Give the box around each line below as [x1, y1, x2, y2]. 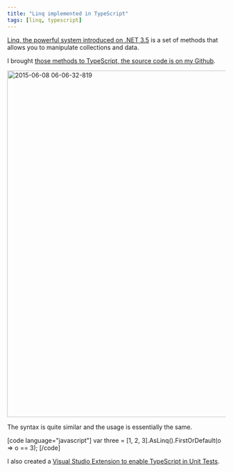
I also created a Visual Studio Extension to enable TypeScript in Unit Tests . [7, 457, 220, 465]
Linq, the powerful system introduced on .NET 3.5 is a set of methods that [7, 35, 218, 44]
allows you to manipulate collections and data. [7, 43, 139, 51]
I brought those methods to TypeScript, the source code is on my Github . [7, 56, 216, 65]
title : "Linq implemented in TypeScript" [7, 10, 129, 17]
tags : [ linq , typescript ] [7, 17, 82, 24]
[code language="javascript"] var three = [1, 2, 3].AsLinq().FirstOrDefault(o [7, 436, 222, 444]
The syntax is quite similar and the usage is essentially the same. [7, 423, 193, 431]
